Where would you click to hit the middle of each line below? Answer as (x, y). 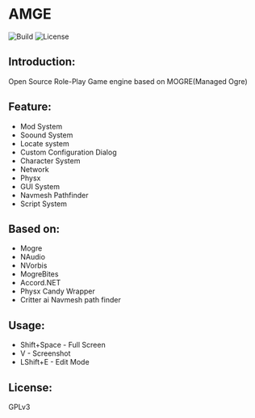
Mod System (41, 126)
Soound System (46, 135)
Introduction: (42, 62)
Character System (50, 160)
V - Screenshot (45, 353)
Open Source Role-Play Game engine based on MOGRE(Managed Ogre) (128, 81)
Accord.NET (40, 283)
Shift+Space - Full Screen (63, 345)
